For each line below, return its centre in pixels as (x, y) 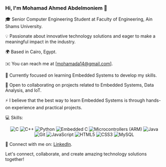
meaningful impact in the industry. (41, 42)
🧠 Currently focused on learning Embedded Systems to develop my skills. (81, 75)
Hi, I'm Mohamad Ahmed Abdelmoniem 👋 (56, 8)
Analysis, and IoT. (23, 90)
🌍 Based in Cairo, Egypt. (31, 52)
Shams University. (24, 27)
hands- (154, 100)
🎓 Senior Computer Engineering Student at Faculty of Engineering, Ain (79, 19)
